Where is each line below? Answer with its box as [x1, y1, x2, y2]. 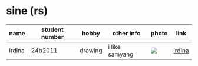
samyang [108, 50, 134, 58]
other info [112, 29, 141, 37]
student [41, 25, 64, 34]
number [41, 32, 64, 41]
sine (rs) [6, 4, 48, 18]
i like [108, 42, 121, 51]
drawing [79, 46, 103, 54]
